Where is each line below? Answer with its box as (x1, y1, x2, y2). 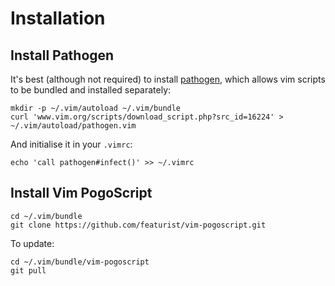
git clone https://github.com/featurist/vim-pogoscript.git (10, 220, 267, 230)
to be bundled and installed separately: (10, 84, 172, 96)
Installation (10, 7, 106, 30)
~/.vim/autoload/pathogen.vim (10, 121, 137, 131)
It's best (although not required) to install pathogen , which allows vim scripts (10, 73, 326, 85)
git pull (10, 265, 47, 276)
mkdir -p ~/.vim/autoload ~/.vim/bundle (10, 103, 182, 113)
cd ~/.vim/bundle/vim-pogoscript (10, 257, 150, 267)
